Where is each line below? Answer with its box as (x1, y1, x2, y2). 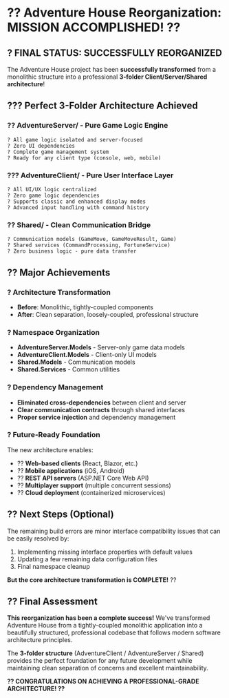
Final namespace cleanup (17, 562, 91, 570)
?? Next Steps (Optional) (7, 509, 115, 521)
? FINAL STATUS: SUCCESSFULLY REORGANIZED (7, 47, 222, 59)
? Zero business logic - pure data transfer (7, 248, 137, 255)
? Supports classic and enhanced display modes (7, 198, 146, 205)
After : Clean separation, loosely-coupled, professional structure (17, 310, 199, 318)
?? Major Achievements (7, 266, 111, 278)
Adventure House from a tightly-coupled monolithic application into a (7, 621, 203, 630)
